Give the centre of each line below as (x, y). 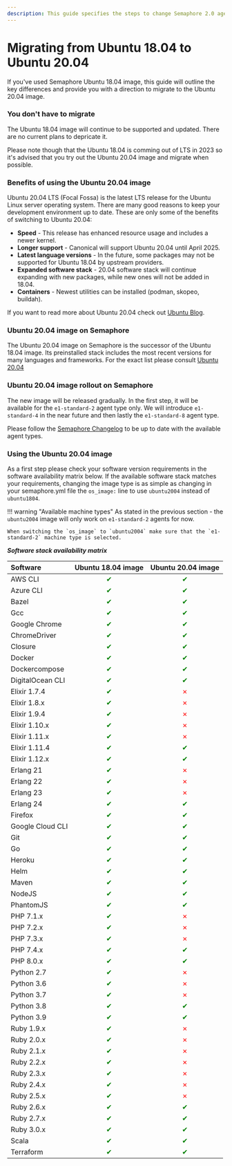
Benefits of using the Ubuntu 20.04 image (79, 182)
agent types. (25, 435)
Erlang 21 (27, 770)
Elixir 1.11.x (30, 737)
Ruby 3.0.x (28, 1129)
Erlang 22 (27, 782)
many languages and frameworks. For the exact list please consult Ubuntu (113, 360)
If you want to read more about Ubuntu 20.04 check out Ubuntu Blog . (106, 312)
